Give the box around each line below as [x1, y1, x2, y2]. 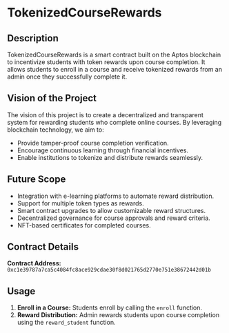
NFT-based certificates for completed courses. [17, 221, 151, 229]
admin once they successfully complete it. [7, 72, 128, 81]
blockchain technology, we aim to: [7, 125, 105, 134]
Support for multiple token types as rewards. [17, 199, 144, 208]
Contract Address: [7, 259, 61, 268]
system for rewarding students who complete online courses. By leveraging [7, 118, 222, 126]
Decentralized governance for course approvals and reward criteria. [17, 214, 210, 222]
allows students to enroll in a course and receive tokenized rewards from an [7, 65, 223, 73]
